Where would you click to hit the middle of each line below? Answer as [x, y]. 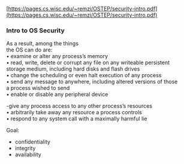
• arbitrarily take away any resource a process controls [74, 113]
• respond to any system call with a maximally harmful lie [77, 119]
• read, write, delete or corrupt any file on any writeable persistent [88, 63]
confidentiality [33, 142]
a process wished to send [38, 88]
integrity [25, 148]
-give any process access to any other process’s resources [79, 106]
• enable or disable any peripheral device [57, 95]
